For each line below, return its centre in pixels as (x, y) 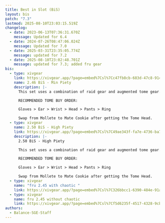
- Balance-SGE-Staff (30, 213)
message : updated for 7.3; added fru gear (58, 64)
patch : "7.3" (18, 19)
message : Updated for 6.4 (41, 37)
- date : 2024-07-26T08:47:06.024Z (45, 42)
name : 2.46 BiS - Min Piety (42, 82)
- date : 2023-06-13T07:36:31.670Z (45, 32)
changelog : (16, 28)
